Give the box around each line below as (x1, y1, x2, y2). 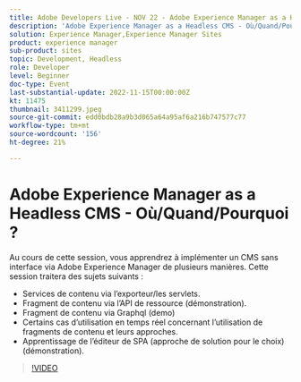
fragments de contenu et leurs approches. (21, 326, 179, 336)
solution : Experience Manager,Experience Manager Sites (9, 30, 222, 38)
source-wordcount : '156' (9, 130, 102, 139)
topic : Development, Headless (9, 55, 123, 64)
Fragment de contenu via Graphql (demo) (21, 307, 176, 318)
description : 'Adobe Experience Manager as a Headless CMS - (9, 21, 243, 30)
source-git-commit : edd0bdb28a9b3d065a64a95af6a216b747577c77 (9, 113, 246, 122)
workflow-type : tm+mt (9, 122, 90, 131)
